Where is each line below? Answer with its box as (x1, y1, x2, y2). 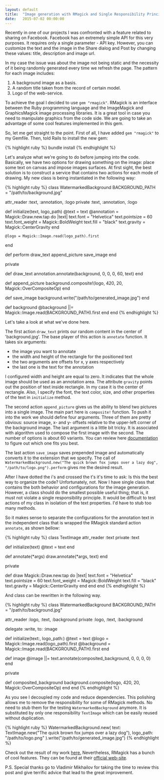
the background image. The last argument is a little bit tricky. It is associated (5, 425, 159, 431)
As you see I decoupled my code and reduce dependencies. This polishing (5, 694, 155, 700)
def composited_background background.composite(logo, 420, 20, (5, 680, 141, 685)
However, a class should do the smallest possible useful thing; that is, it (5, 490, 149, 496)
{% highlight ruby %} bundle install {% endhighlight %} (5, 145, 116, 151)
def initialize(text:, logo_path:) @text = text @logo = (5, 636, 109, 641)
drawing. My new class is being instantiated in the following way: (5, 175, 136, 181)
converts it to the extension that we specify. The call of (5, 455, 116, 461)
